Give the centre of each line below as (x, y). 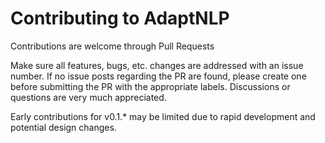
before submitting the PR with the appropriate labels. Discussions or (150, 86)
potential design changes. (63, 127)
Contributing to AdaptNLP (120, 18)
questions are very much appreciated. (88, 97)
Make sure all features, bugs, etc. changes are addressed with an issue (157, 65)
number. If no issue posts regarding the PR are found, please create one (158, 76)
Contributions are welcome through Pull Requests (112, 46)
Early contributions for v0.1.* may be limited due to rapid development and (163, 116)
